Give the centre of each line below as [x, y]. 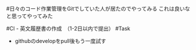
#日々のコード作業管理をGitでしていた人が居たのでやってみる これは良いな [98, 9]
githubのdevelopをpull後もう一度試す [60, 41]
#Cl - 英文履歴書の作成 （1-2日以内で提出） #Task [68, 29]
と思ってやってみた [30, 16]
